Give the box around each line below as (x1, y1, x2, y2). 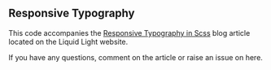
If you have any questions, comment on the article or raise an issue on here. (8, 52, 263, 62)
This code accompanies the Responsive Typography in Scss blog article (8, 28, 251, 37)
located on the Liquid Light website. (8, 37, 129, 46)
